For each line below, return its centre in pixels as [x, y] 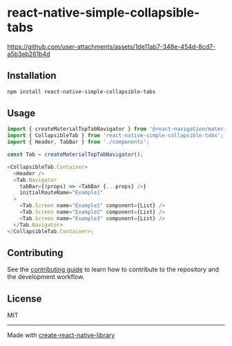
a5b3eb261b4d [29, 54]
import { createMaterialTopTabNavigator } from [77, 129]
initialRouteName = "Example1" [61, 193]
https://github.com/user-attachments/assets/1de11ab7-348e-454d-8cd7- [112, 46]
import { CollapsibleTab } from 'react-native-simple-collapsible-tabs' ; [116, 136]
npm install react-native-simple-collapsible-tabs [81, 91]
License [25, 299]
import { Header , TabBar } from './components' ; [78, 142]
